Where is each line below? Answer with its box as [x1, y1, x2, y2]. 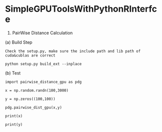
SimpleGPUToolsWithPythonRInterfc [5, 3, 157, 15]
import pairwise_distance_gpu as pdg [5, 79, 82, 84]
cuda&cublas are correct [5, 53, 56, 58]
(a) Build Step [5, 39, 33, 45]
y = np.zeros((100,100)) [5, 96, 56, 101]
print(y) [5, 122, 23, 127]
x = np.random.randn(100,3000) [5, 88, 69, 93]
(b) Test [5, 70, 21, 76]
